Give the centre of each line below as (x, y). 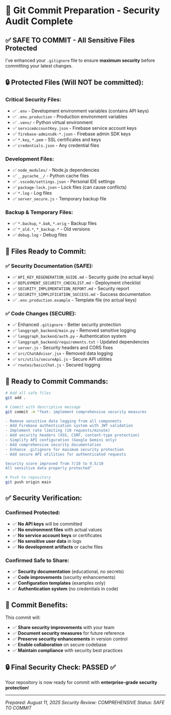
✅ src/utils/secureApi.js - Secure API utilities (62, 359)
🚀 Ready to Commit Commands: (57, 381)
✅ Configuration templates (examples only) (59, 583)
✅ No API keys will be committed (47, 524)
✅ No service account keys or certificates (57, 535)
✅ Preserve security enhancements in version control (70, 639)
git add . (16, 398)
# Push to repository (28, 477)
